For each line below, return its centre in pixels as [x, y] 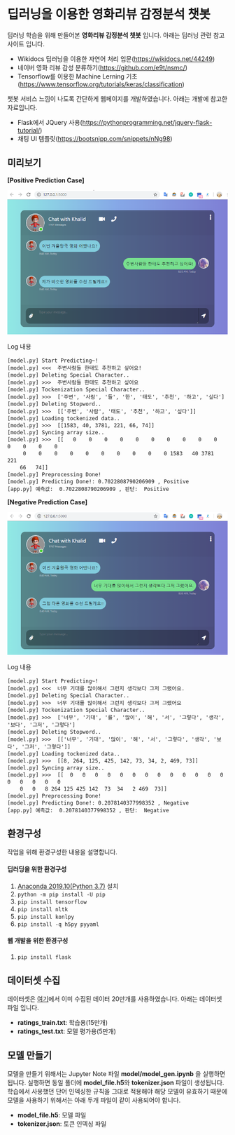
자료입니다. [22, 107]
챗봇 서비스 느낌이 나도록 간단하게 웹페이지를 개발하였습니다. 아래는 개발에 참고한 [117, 98]
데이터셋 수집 [34, 980]
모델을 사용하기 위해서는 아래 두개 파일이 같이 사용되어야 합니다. [94, 1100]
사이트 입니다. [26, 43]
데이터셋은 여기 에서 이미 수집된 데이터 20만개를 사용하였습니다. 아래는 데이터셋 [115, 999]
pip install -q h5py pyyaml [58, 924]
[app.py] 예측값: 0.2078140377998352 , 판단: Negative [88, 810]
